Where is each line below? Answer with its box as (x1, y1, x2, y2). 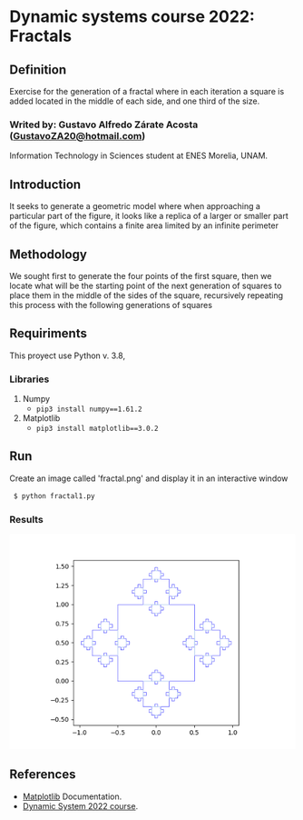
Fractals (9, 25, 73, 46)
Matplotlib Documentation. (22, 791, 122, 802)
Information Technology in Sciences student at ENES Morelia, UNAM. (9, 150, 269, 161)
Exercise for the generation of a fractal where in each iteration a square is (9, 86, 285, 96)
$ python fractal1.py (13, 491, 95, 501)
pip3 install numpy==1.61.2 (35, 405, 142, 415)
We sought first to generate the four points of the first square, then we (9, 270, 272, 281)
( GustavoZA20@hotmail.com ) (9, 129, 146, 142)
